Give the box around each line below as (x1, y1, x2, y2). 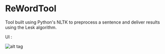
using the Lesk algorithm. (5, 24, 57, 30)
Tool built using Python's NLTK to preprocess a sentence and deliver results (5, 19, 160, 25)
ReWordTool (5, 3, 56, 14)
